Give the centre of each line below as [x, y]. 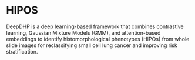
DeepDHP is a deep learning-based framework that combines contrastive [95, 26]
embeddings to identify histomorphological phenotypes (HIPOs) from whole [98, 39]
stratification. [22, 51]
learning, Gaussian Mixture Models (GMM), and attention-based [83, 32]
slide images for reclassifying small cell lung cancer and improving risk [92, 45]
